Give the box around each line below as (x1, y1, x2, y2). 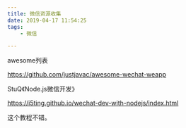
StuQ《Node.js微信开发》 (7, 85, 79, 94)
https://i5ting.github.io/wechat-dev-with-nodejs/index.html (7, 99, 179, 108)
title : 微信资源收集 (7, 10, 62, 18)
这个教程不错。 (7, 113, 51, 122)
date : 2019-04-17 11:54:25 (7, 17, 87, 24)
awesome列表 (7, 56, 48, 65)
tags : (7, 23, 23, 30)
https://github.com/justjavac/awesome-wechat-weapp (7, 70, 167, 79)
